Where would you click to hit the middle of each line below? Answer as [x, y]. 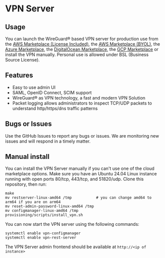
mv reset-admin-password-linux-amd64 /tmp [50, 206]
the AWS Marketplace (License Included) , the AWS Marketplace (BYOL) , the [82, 44]
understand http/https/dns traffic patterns [55, 108]
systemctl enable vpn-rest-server [41, 238]
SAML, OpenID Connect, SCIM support [52, 93]
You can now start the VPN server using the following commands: [72, 224]
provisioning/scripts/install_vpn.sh [44, 215]
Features [19, 76]
